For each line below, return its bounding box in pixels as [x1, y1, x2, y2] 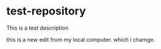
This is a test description [6, 24, 69, 31]
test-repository [6, 4, 86, 18]
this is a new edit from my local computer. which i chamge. [6, 36, 155, 43]
